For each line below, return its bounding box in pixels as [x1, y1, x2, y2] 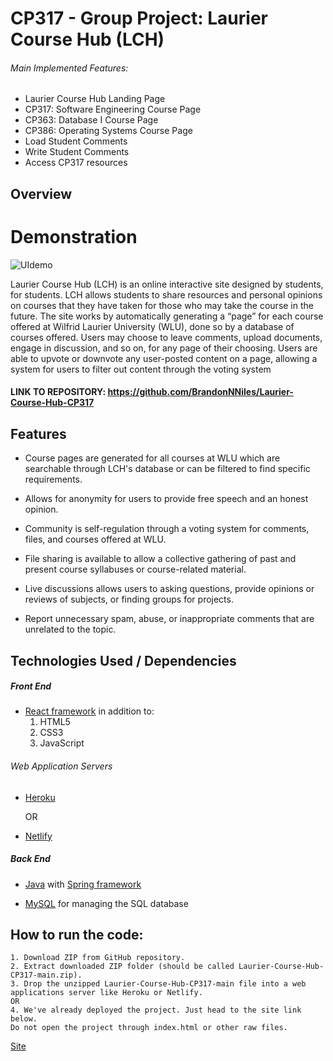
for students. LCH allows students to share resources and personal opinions [10, 288, 323, 301]
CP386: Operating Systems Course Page [24, 125, 193, 137]
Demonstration [10, 225, 138, 248]
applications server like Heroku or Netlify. [10, 988, 203, 998]
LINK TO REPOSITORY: [10, 386, 107, 398]
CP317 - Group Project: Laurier [10, 7, 268, 30]
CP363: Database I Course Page [24, 114, 159, 126]
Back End [10, 853, 51, 865]
